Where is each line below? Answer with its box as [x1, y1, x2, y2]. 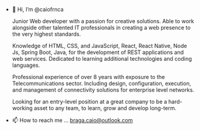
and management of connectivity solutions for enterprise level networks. [12, 86, 195, 94]
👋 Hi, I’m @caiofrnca [12, 6, 64, 13]
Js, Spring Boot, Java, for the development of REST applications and [12, 49, 184, 56]
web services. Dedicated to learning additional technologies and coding [12, 55, 192, 62]
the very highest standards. [12, 30, 81, 38]
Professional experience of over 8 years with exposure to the [12, 74, 165, 80]
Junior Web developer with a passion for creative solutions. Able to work [12, 18, 195, 24]
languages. [12, 61, 41, 69]
